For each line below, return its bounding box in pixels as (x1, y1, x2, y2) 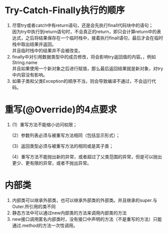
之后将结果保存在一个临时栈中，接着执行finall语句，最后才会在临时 (25, 35, 163, 41)
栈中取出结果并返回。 (12, 41, 56, 47)
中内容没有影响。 (12, 72, 48, 78)
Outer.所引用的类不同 (12, 203, 56, 209)
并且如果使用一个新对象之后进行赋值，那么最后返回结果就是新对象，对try (12, 65, 163, 71)
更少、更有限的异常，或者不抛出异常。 (12, 160, 92, 166)
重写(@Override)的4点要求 (5, 104, 117, 115)
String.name (12, 59, 38, 66)
